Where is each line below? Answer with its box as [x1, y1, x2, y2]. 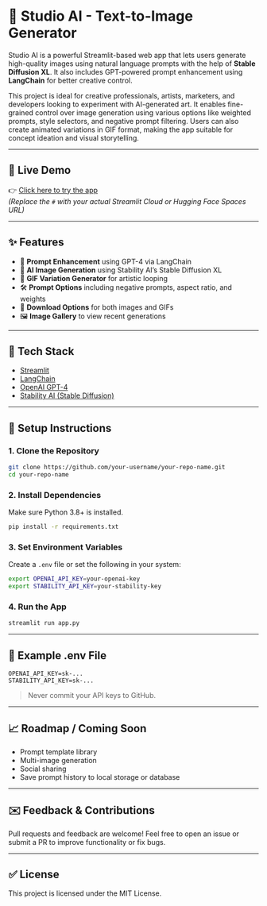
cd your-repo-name [8, 470, 69, 479]
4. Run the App [8, 601, 68, 612]
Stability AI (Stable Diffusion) [19, 391, 114, 400]
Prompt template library [19, 746, 98, 757]
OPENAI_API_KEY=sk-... [8, 670, 83, 678]
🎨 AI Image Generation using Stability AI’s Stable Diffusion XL [19, 265, 222, 275]
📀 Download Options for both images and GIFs [19, 302, 174, 312]
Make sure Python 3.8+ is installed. [8, 507, 123, 517]
